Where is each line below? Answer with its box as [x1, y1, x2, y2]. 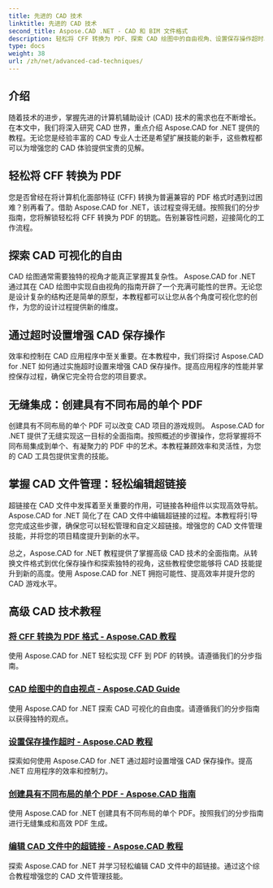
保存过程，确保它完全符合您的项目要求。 [15, 371, 151, 382]
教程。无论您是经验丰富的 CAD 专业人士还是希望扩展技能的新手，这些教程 [8, 132, 256, 142]
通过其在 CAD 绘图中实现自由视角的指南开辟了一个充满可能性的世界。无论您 [8, 282, 262, 292]
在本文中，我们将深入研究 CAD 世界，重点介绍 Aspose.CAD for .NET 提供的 [8, 123, 260, 132]
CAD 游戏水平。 [8, 578, 62, 588]
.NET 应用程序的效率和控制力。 [8, 766, 112, 776]
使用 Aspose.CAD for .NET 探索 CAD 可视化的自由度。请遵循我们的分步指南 [8, 704, 260, 713]
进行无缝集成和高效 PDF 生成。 [8, 818, 112, 829]
